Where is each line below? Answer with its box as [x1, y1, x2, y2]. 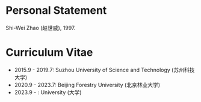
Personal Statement [5, 4, 107, 17]
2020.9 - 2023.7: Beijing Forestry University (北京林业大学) [14, 81, 161, 88]
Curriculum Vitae [5, 46, 93, 59]
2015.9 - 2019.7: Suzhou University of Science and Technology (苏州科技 [14, 66, 195, 73]
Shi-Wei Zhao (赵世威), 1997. [5, 24, 76, 31]
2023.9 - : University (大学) [14, 88, 82, 96]
